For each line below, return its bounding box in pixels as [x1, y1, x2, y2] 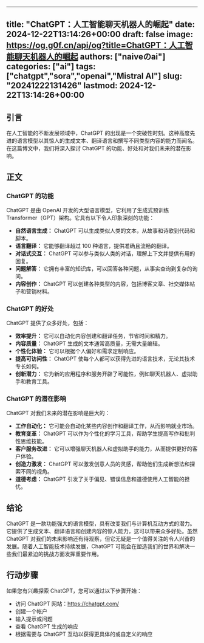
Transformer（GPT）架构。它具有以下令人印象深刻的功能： [6, 214, 155, 221]
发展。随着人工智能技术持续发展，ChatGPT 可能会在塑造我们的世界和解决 [6, 543, 190, 550]
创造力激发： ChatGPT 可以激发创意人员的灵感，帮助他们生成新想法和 [15, 460, 190, 468]
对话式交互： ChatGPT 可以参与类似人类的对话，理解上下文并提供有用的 [15, 250, 195, 257]
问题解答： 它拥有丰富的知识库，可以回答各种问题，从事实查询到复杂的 [15, 265, 192, 272]
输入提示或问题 [15, 615, 53, 623]
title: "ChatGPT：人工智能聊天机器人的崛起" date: [6, 19, 195, 30]
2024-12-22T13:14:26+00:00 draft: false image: [6, 29, 193, 40]
